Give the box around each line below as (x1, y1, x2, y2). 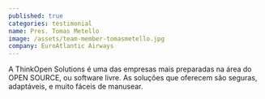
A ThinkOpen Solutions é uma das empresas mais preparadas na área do (8, 64, 253, 74)
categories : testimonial (8, 19, 92, 28)
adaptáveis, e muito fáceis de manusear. (8, 82, 143, 92)
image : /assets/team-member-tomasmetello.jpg (8, 34, 165, 43)
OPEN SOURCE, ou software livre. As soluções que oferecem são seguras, (8, 73, 258, 83)
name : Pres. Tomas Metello (8, 27, 100, 35)
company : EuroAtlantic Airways (8, 42, 114, 50)
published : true (8, 11, 63, 20)
